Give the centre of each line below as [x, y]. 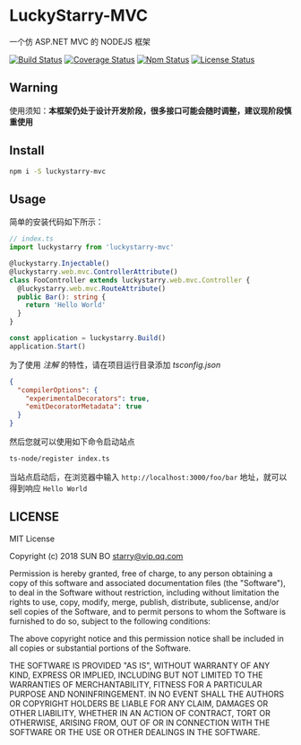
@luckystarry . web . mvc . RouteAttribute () [92, 288]
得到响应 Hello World [48, 488]
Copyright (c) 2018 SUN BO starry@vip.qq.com [96, 556]
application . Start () [48, 346]
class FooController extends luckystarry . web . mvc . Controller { [130, 280]
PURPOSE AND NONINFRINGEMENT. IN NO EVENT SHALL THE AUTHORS [147, 694]
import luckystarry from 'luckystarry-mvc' [92, 248]
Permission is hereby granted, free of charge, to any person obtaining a [141, 573]
